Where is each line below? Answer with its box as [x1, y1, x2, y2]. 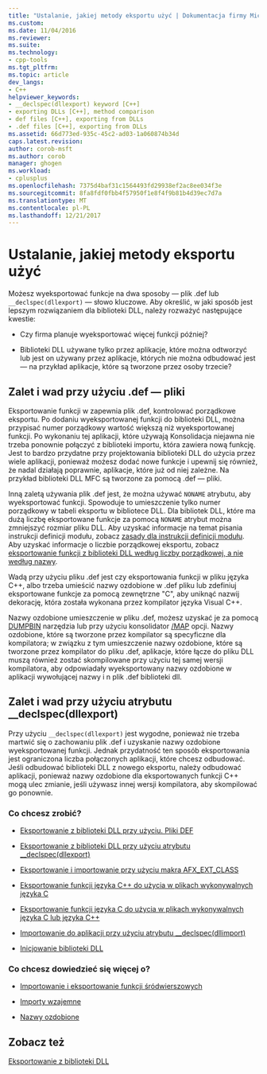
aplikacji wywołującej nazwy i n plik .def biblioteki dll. [8, 672, 183, 681]
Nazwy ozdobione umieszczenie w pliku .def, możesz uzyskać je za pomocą [8, 613, 259, 622]
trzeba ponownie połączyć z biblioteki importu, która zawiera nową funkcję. [8, 440, 256, 449]
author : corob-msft [8, 145, 73, 153]
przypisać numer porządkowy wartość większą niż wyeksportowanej [8, 423, 234, 432]
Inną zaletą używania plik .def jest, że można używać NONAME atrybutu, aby [8, 489, 252, 498]
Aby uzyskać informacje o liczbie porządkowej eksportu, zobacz [8, 540, 220, 549]
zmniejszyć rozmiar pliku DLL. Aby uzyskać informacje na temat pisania [8, 523, 243, 532]
